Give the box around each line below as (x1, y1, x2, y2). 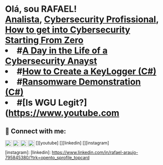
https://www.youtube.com (8, 108, 119, 118)
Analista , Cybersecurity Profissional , (5, 14, 159, 25)
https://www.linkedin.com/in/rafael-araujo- (51, 149, 139, 155)
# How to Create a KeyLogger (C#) (17, 66, 157, 77)
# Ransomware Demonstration (17, 76, 141, 88)
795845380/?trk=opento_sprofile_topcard (5, 155, 90, 160)
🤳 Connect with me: (5, 127, 66, 135)
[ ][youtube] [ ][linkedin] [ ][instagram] (36, 140, 109, 145)
